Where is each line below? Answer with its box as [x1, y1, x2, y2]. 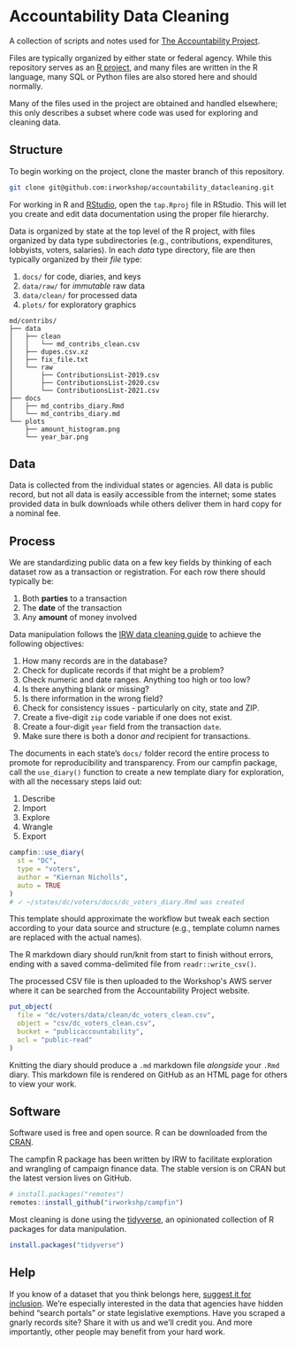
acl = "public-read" [17, 1035, 93, 1044]
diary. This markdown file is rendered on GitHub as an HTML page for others [9, 1069, 288, 1080]
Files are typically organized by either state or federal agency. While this [9, 52, 272, 63]
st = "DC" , [17, 857, 57, 865]
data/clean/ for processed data [21, 289, 138, 300]
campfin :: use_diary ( [9, 848, 86, 858]
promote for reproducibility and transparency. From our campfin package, [9, 758, 278, 768]
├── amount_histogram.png [25, 425, 121, 434]
